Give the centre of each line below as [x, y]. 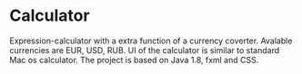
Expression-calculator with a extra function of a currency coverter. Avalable [151, 41]
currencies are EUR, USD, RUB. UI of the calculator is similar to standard [145, 50]
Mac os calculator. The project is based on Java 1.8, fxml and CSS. [134, 60]
